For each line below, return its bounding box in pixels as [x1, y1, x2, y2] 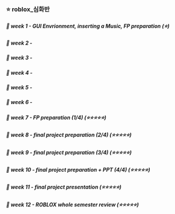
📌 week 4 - [6, 69, 33, 76]
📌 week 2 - [6, 39, 32, 46]
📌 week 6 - [6, 99, 33, 106]
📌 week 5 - [6, 84, 32, 91]
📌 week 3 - [6, 54, 33, 61]
